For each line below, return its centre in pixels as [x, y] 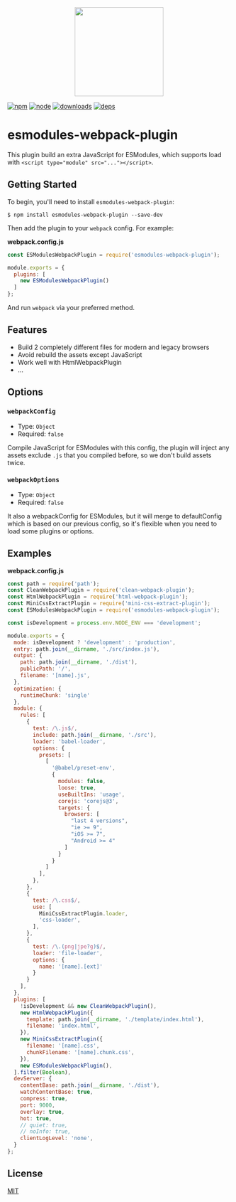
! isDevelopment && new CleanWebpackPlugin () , [89, 1006]
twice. [16, 462]
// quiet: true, [44, 1125]
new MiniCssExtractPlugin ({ [61, 1039]
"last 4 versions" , [100, 821]
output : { [28, 656]
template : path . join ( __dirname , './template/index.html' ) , [115, 1019]
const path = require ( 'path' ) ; [54, 584]
